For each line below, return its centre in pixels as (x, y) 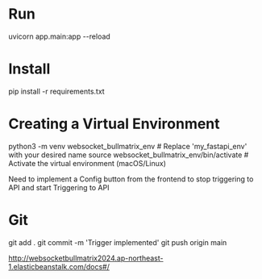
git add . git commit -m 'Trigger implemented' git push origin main (118, 242)
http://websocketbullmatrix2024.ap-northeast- (86, 258)
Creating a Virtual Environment (114, 124)
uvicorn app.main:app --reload (59, 36)
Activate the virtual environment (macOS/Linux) (87, 163)
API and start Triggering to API (59, 187)
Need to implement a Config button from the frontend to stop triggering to (131, 179)
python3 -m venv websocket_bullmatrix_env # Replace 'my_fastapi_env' (128, 146)
